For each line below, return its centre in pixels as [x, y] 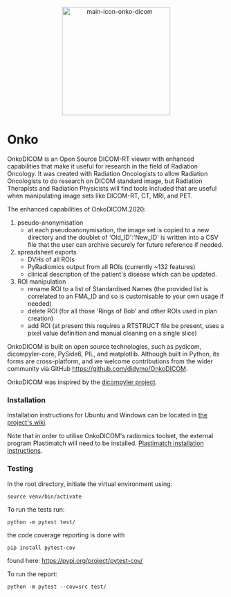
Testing [20, 469]
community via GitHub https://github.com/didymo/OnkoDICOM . [98, 368]
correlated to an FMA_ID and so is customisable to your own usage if [126, 296]
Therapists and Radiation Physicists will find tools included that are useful [112, 188]
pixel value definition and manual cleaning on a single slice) [112, 333]
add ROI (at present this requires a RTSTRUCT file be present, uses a [126, 325]
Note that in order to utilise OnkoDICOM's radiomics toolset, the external [110, 436]
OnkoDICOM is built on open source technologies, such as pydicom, [104, 346]
